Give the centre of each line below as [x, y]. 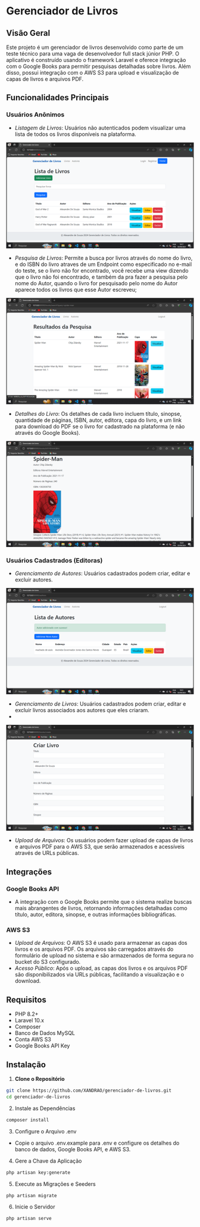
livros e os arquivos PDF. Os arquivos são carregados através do [94, 949]
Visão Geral [28, 33]
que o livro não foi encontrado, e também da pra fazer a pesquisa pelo [101, 277]
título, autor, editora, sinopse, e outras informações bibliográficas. [96, 914]
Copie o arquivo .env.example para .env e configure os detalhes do [97, 1143]
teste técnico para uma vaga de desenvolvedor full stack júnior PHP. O [93, 54]
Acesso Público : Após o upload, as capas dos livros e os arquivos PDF [101, 968]
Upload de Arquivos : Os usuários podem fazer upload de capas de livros [104, 840]
